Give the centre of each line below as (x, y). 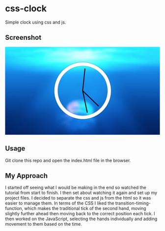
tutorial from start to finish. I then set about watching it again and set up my (81, 193)
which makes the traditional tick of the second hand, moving (85, 208)
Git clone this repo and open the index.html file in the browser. (68, 160)
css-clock (26, 9)
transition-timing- (133, 203)
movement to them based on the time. (43, 224)
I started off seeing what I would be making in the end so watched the (76, 188)
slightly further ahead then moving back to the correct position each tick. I (80, 214)
